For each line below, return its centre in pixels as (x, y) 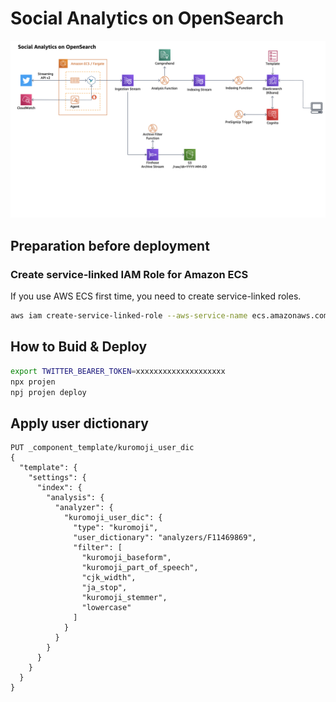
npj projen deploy (48, 392)
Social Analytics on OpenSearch (147, 18)
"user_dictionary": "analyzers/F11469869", (165, 538)
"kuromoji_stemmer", (124, 598)
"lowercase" (106, 608)
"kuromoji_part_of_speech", (140, 568)
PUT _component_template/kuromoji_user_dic (102, 448)
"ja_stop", (104, 588)
